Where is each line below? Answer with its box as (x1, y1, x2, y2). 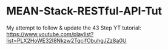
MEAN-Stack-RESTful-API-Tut (6, 4, 163, 18)
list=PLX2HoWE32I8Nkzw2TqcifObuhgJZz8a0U (6, 37, 127, 44)
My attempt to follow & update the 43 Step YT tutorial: (6, 24, 141, 31)
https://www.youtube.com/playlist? (6, 30, 94, 37)
